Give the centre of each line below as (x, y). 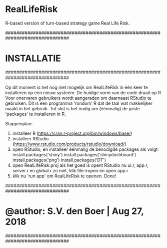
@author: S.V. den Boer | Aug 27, (74, 211)
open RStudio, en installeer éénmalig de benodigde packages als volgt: (85, 149)
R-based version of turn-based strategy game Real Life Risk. (67, 23)
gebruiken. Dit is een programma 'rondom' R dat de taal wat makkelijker (79, 103)
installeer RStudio (30, 138)
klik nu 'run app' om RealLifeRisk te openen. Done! (64, 176)
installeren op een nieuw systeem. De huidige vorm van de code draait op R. (84, 92)
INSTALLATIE (33, 58)
